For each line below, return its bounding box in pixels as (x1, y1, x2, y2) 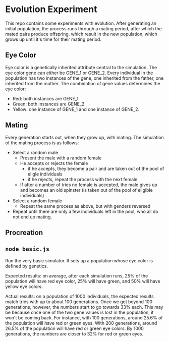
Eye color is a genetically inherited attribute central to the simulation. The (5, 64, 157, 70)
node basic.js (5, 246, 49, 253)
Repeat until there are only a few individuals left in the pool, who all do (12, 208, 158, 214)
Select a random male (12, 149, 59, 155)
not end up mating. (12, 213, 52, 220)
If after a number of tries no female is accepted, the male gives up (20, 182, 157, 188)
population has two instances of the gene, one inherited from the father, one (5, 75, 164, 81)
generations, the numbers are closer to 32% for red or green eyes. (5, 330, 144, 336)
